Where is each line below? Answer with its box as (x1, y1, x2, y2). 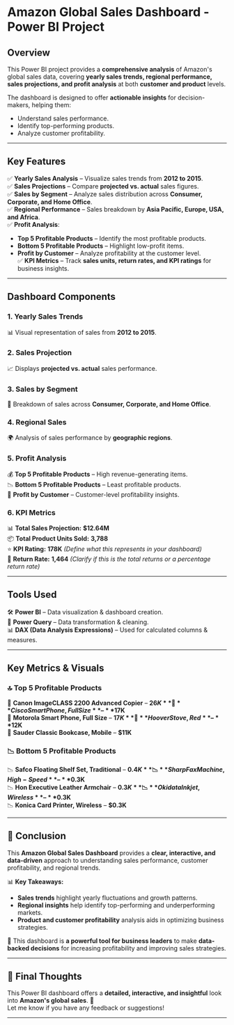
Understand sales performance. (17, 114, 109, 122)
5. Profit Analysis (7, 454, 67, 463)
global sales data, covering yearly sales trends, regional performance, (7, 72, 212, 81)
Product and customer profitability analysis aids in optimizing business (17, 916, 224, 924)
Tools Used (7, 589, 57, 601)
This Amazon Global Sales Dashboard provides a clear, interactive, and (7, 848, 216, 857)
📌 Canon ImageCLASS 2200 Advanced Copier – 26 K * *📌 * (7, 699, 181, 707)
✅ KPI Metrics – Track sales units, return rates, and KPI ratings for (17, 256, 212, 264)
